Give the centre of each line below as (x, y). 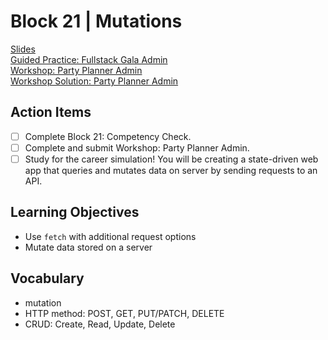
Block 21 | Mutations (96, 21)
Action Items (51, 112)
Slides (23, 49)
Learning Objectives (75, 212)
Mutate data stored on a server (88, 247)
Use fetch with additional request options (110, 236)
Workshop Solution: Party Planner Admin (94, 81)
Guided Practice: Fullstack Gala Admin (89, 59)
